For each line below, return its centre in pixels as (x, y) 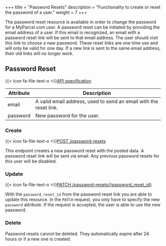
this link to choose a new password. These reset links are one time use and (82, 43)
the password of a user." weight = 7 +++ (46, 12)
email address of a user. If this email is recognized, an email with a (73, 32)
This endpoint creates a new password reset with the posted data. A (75, 151)
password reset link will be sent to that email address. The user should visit (82, 38)
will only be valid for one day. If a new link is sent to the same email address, (83, 48)
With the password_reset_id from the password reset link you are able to (79, 194)
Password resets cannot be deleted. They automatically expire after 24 (77, 234)
